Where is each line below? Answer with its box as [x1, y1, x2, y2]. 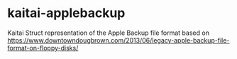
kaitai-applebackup [7, 5, 126, 21]
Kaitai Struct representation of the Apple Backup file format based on [7, 28, 209, 37]
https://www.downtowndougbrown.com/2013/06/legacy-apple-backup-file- [7, 36, 230, 44]
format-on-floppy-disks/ [7, 43, 79, 52]
